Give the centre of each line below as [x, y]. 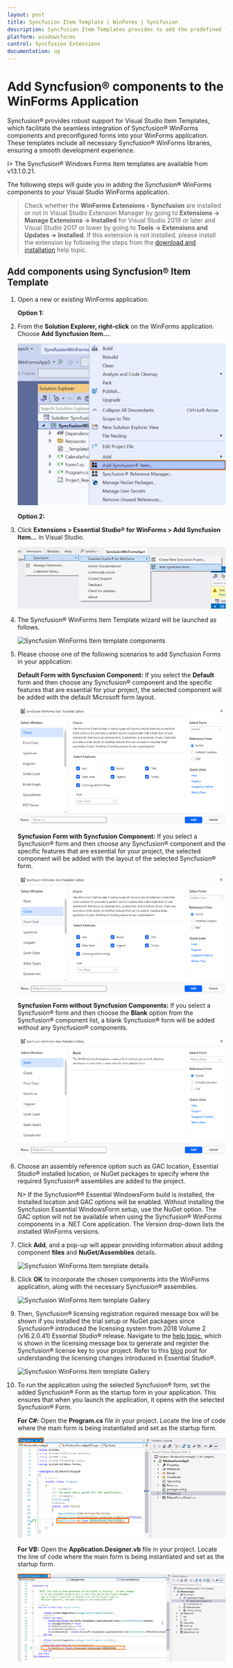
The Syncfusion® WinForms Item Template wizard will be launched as [117, 620]
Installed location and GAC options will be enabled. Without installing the [121, 1202]
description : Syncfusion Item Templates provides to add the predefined [114, 29]
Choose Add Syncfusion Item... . [64, 333]
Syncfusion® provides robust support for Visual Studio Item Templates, [109, 120]
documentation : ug [34, 51]
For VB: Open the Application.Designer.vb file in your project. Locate [117, 1549]
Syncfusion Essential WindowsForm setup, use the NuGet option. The [117, 1210]
